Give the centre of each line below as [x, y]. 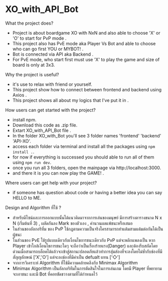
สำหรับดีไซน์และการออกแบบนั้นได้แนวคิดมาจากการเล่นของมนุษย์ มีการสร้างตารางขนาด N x [87, 217]
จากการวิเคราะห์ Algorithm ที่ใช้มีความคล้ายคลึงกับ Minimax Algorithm [75, 262]
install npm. [24, 119]
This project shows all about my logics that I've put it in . [70, 100]
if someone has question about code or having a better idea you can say [87, 192]
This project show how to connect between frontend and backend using [87, 89]
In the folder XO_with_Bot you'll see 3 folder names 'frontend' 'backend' [87, 135]
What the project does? [29, 23]
